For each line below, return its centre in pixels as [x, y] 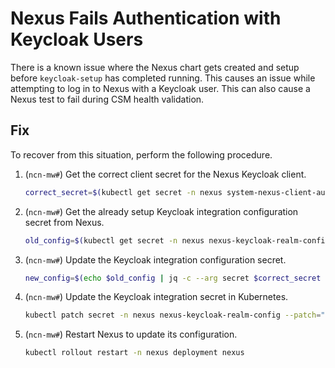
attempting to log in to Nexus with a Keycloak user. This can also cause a [160, 88]
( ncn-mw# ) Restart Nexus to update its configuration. [131, 334]
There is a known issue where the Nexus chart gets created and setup [155, 67]
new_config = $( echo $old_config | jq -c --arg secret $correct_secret [173, 278]
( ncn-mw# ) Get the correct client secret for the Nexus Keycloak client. [165, 174]
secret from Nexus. [64, 222]
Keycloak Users [77, 39]
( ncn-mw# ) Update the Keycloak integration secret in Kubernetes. [156, 297]
